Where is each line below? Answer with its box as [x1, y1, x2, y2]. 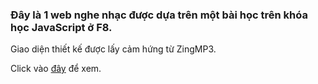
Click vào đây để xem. [10, 63, 102, 75]
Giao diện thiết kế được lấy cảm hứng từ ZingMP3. [10, 43, 217, 55]
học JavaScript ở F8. [10, 20, 113, 34]
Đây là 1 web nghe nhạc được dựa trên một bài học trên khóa [10, 8, 308, 22]
